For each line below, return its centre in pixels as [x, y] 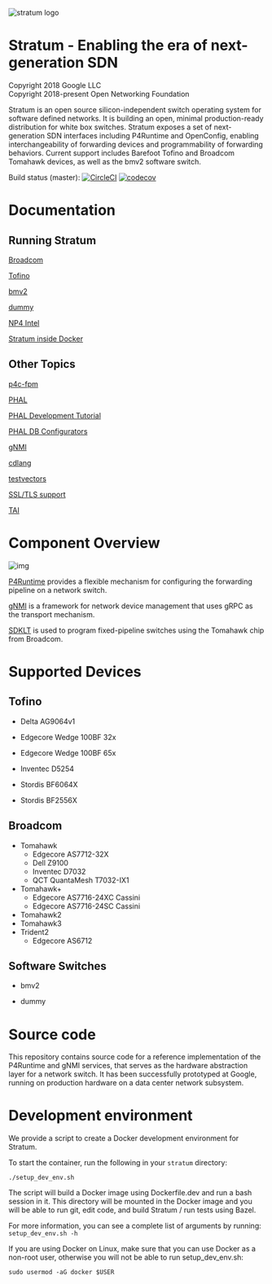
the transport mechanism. [52, 614]
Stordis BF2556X [48, 800]
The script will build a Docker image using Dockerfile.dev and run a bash [130, 1193]
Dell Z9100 [50, 862]
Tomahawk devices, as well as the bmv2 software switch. [105, 161]
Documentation [62, 210]
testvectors [28, 478]
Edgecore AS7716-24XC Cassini [86, 897]
